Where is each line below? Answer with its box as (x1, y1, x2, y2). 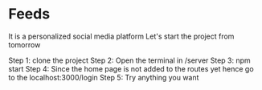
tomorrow (8, 39, 41, 49)
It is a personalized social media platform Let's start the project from (8, 31, 235, 41)
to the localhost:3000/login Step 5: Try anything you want (8, 72, 199, 82)
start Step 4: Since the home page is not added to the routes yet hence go (8, 63, 255, 73)
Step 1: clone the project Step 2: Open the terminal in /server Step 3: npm (8, 55, 251, 65)
